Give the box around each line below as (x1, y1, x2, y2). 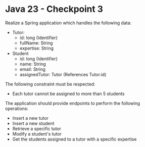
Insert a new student (12, 120, 54, 126)
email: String (19, 66, 46, 72)
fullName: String (19, 40, 53, 46)
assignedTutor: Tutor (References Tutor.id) (19, 71, 106, 77)
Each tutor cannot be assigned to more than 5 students (12, 91, 125, 97)
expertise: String (19, 45, 54, 51)
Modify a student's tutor (12, 131, 62, 137)
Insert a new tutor (12, 115, 48, 121)
